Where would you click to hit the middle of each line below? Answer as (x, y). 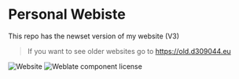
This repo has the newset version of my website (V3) (94, 36)
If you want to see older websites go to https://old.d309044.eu (129, 51)
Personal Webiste (67, 14)
